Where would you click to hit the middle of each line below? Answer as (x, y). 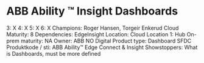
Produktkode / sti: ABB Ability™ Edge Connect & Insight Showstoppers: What (102, 47)
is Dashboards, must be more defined (54, 53)
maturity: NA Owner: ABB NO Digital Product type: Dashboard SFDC (106, 41)
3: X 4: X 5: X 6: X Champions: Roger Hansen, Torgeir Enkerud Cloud (93, 28)
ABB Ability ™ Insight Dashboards (92, 11)
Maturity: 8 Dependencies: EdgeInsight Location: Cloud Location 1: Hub (96, 34)
